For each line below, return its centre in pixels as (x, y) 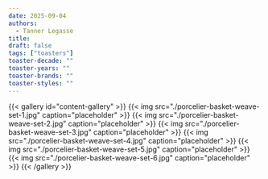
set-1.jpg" (25, 114)
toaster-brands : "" (41, 76)
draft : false (30, 46)
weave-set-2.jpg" (37, 123)
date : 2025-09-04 (37, 16)
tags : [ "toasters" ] (41, 53)
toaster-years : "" (39, 69)
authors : (23, 23)
